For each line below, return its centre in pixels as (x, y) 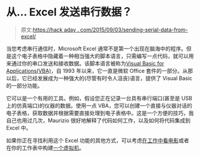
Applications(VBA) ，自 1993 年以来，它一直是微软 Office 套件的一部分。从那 (100, 71)
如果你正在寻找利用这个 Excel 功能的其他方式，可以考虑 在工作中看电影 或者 (98, 140)
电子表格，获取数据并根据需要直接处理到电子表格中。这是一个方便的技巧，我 (100, 113)
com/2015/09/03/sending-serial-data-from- (134, 30)
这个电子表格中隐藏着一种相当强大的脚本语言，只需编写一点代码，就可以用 (102, 56)
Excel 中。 (19, 127)
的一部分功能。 (24, 85)
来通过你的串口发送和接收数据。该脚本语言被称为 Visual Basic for (85, 63)
